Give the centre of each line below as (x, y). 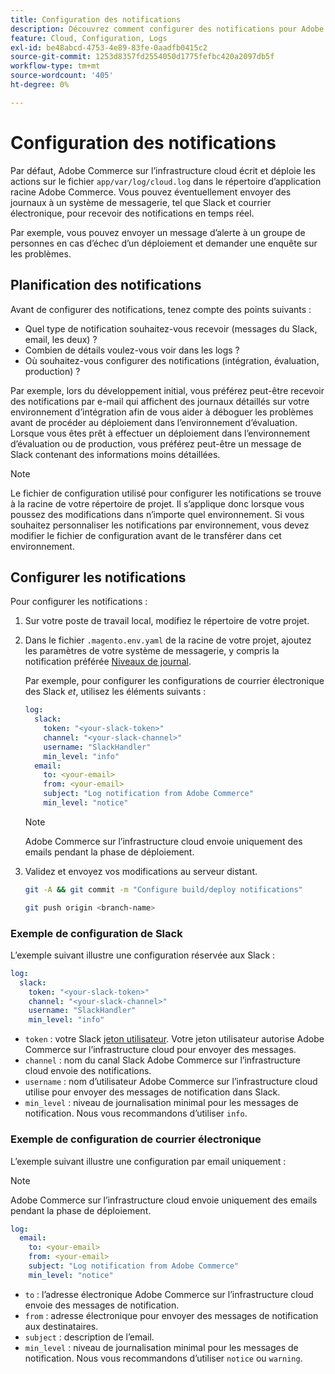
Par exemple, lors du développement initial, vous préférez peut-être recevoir (167, 390)
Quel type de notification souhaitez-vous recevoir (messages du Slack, (171, 328)
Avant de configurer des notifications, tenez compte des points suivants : (161, 309)
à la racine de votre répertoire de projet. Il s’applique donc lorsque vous (157, 503)
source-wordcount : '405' (62, 76)
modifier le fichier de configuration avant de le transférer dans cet (146, 535)
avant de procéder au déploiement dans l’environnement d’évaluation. (154, 422)
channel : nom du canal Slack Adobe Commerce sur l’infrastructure (163, 1060)
